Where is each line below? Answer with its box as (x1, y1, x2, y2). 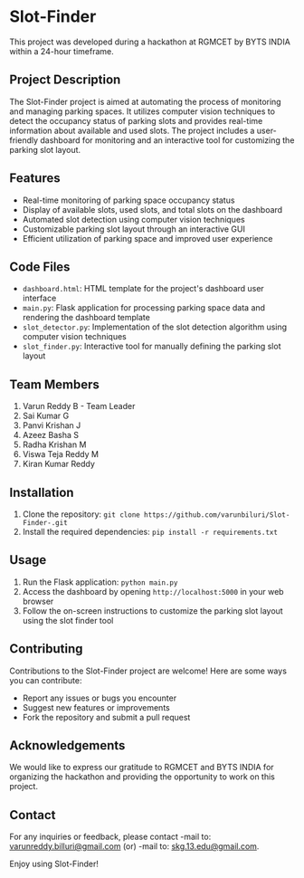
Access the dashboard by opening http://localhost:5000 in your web (22, 586, 284, 596)
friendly (9, 134, 39, 146)
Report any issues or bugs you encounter (22, 692, 177, 703)
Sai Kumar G (22, 410, 70, 422)
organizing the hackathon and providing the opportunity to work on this (9, 771, 276, 782)
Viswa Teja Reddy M (22, 449, 100, 460)
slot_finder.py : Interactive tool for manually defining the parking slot (22, 341, 281, 352)
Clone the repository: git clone (22, 509, 140, 520)
